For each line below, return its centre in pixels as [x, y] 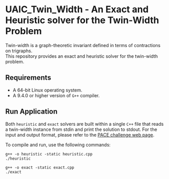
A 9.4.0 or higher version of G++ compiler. [56, 95]
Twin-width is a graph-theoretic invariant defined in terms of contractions [83, 45]
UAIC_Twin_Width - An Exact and [77, 9]
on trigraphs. [19, 51]
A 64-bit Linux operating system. [48, 90]
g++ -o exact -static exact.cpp [40, 167]
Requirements [28, 78]
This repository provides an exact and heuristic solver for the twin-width [81, 56]
